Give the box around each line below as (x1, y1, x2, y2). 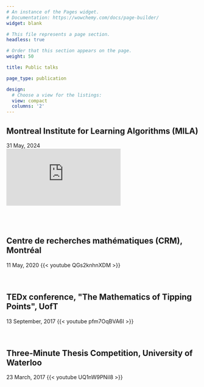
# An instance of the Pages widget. (6, 9, 99, 15)
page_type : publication (6, 75, 67, 81)
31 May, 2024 (6, 142, 41, 149)
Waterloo (6, 357, 43, 368)
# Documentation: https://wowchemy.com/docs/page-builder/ (6, 15, 160, 21)
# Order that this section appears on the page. (6, 48, 132, 54)
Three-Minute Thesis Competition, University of (6, 348, 193, 358)
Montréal (6, 245, 41, 256)
